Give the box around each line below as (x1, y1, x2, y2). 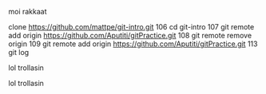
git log (8, 48, 30, 57)
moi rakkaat (8, 7, 47, 16)
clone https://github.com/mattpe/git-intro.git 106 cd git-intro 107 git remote (8, 22, 255, 31)
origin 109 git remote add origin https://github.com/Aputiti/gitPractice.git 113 (8, 39, 258, 49)
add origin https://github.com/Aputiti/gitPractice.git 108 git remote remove (8, 31, 252, 40)
